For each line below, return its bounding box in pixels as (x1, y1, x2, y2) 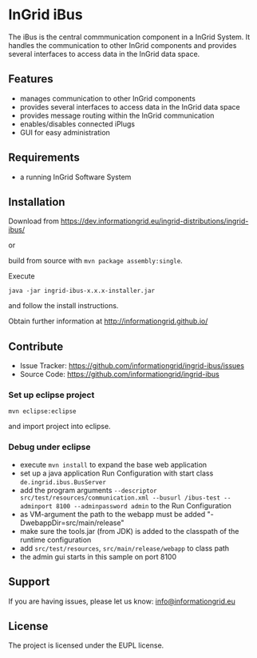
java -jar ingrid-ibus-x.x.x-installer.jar (8, 287, 156, 295)
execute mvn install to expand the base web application (19, 459, 208, 469)
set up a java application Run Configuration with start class (19, 468, 214, 478)
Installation (8, 195, 65, 209)
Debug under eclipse (8, 442, 91, 453)
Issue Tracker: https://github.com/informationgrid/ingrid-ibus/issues (19, 361, 245, 371)
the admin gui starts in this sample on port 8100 (19, 552, 177, 561)
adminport (19, 502, 53, 510)
